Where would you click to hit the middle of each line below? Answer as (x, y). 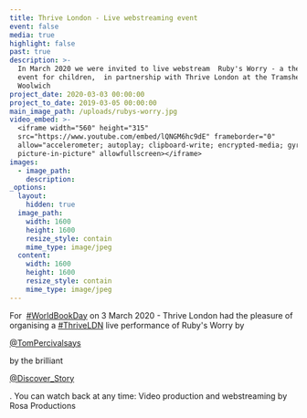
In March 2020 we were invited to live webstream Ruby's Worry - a (151, 69)
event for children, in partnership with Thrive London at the (143, 78)
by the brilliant (37, 361)
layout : (32, 196)
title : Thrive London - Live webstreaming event (104, 18)
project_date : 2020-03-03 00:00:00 (77, 94)
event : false (34, 26)
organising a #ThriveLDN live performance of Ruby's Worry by (127, 325)
